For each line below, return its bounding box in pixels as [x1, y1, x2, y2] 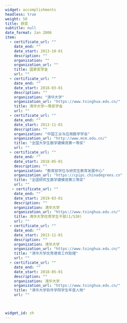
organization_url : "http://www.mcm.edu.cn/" [14, 136, 107, 141]
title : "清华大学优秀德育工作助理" [14, 251, 78, 256]
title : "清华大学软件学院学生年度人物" [14, 288, 85, 293]
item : [5, 35, 16, 40]
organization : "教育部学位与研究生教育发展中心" [14, 168, 105, 173]
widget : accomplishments [5, 7, 56, 12]
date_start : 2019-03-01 [14, 196, 63, 201]
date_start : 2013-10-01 [14, 48, 63, 53]
